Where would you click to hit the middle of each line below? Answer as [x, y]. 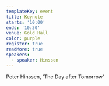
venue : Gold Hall [27, 33]
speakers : [18, 55]
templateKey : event [30, 11]
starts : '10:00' [26, 22]
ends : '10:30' [23, 28]
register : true [24, 44]
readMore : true [24, 49]
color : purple [23, 38]
